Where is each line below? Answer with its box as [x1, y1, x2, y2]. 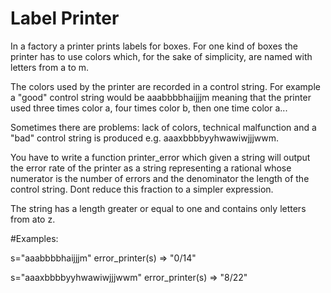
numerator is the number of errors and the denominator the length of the [10, 172, 310, 184]
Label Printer [10, 7, 120, 30]
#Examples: [10, 232, 59, 244]
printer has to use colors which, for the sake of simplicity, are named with [10, 50, 313, 62]
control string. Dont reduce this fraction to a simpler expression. [10, 183, 274, 195]
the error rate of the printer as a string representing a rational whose [10, 162, 292, 174]
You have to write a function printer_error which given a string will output [10, 151, 311, 163]
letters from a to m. [10, 61, 90, 73]
